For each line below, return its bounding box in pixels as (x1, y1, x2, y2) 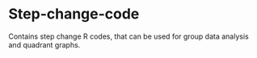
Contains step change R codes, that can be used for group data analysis (8, 31, 249, 41)
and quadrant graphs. (8, 39, 81, 49)
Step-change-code (8, 5, 140, 23)
